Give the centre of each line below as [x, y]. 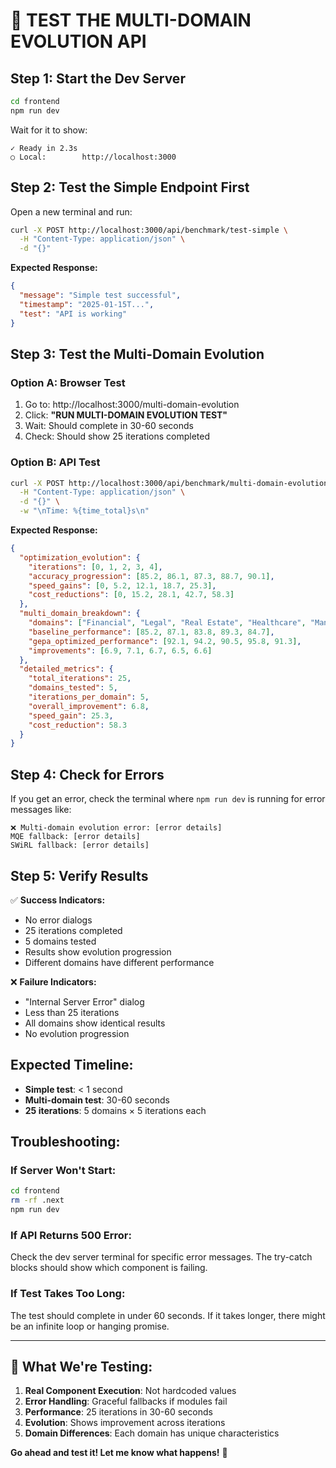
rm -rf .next [37, 1200]
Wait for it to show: [49, 130]
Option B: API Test [55, 462]
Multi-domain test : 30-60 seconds [97, 1100]
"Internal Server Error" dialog [84, 1001]
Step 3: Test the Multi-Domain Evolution [137, 354]
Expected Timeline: [72, 1065]
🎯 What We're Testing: [81, 1367]
